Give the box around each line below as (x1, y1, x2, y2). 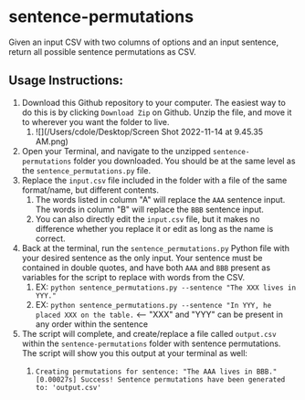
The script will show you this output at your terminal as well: (21, 347, 248, 358)
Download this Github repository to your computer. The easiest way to (21, 97, 287, 108)
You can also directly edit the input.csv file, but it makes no (35, 213, 260, 225)
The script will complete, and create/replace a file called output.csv (21, 328, 277, 339)
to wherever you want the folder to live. (21, 116, 170, 127)
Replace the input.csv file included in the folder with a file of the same (21, 174, 288, 185)
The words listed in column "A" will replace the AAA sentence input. (35, 194, 286, 205)
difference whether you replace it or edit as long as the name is (35, 223, 274, 234)
